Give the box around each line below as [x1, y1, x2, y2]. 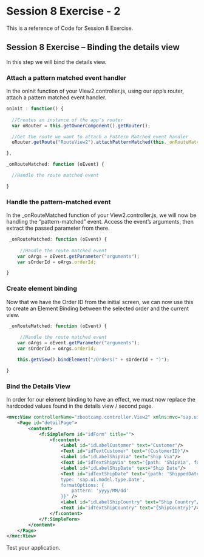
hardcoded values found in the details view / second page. [6, 402, 153, 410]
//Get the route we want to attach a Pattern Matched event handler [12, 133, 189, 140]
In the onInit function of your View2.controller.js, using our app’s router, [6, 87, 184, 95]
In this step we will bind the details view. [6, 58, 107, 65]
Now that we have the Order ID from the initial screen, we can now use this [6, 298, 194, 305]
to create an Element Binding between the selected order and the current [6, 305, 189, 312]
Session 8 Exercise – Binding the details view [6, 42, 180, 52]
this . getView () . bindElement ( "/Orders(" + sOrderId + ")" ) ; [17, 357, 170, 363]
